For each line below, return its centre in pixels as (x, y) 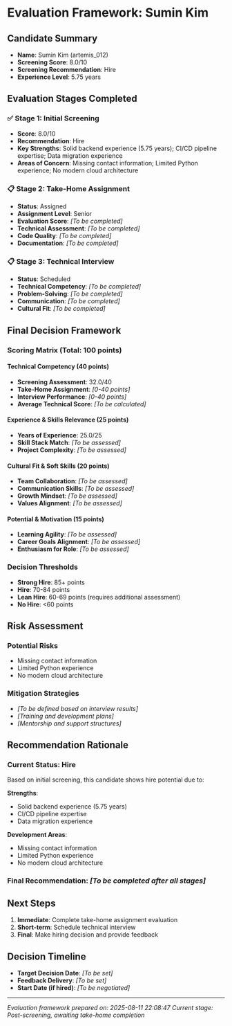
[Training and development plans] (65, 716)
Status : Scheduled (44, 279)
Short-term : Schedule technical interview (76, 927)
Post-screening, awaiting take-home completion (76, 1015)
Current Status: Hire (41, 765)
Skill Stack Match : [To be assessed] (69, 442)
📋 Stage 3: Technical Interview (61, 261)
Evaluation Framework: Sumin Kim (108, 13)
